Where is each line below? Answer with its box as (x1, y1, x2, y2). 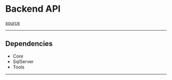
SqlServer (12, 58, 34, 64)
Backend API (5, 3, 61, 15)
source (5, 20, 20, 26)
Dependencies (5, 39, 53, 48)
